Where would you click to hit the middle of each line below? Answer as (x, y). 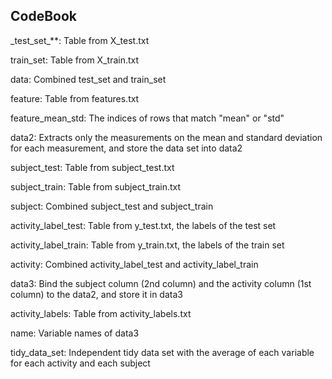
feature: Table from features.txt (75, 98)
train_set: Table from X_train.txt (75, 60)
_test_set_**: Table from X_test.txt (80, 40)
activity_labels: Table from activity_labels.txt (101, 313)
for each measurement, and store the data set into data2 (126, 148)
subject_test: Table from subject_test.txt (92, 167)
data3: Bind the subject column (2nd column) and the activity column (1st (161, 283)
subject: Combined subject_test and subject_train (112, 206)
